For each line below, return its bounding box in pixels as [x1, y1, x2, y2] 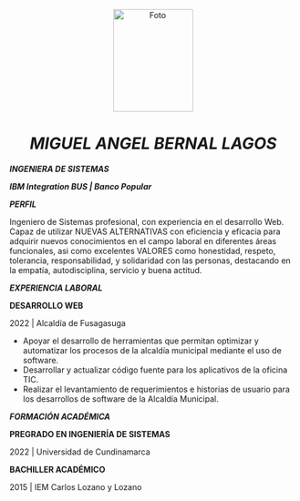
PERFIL [9, 199, 36, 210]
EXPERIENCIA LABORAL [9, 282, 103, 293]
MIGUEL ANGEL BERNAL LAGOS [29, 133, 277, 154]
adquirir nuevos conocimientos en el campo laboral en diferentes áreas [9, 235, 276, 246]
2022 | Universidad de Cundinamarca [9, 446, 150, 457]
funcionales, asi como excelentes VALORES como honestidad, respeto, [9, 245, 276, 256]
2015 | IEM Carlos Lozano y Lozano [9, 481, 142, 492]
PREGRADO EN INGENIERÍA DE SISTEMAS [9, 428, 171, 439]
